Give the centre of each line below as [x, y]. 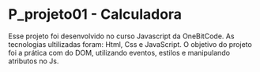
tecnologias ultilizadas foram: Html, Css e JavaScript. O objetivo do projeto [130, 44]
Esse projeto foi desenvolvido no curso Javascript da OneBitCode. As [121, 36]
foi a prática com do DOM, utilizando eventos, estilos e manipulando [119, 52]
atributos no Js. [34, 61]
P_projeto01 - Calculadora [95, 14]
